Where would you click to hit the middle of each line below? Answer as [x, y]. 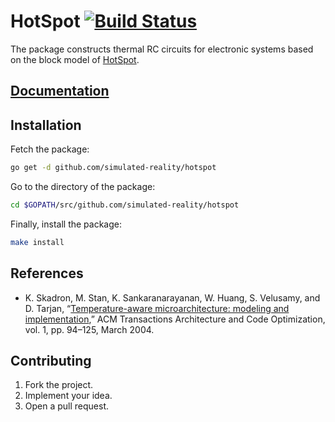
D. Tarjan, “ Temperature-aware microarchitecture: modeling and [157, 308]
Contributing [51, 360]
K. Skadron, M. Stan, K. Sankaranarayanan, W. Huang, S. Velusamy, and [172, 297]
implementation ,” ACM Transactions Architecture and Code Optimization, [175, 319]
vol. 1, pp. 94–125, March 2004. [89, 329]
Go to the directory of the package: [83, 187]
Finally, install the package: [66, 224]
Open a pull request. [67, 406]
